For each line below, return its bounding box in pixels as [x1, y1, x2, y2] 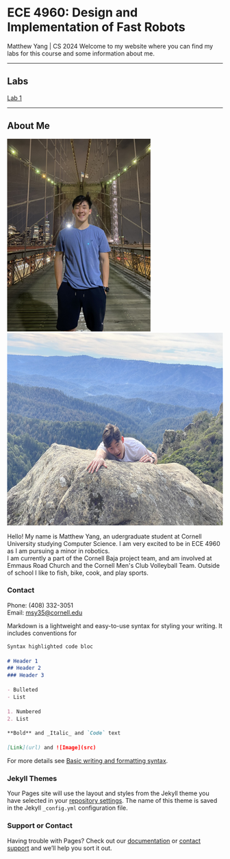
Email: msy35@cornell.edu [7, 608, 83, 617]
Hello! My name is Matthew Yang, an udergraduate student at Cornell [7, 532, 202, 540]
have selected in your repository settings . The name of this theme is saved [7, 797, 218, 805]
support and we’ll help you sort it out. [7, 844, 112, 852]
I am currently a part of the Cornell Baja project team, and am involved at [7, 553, 212, 562]
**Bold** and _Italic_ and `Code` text [7, 730, 121, 737]
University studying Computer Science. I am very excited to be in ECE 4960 [7, 539, 220, 547]
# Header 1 [7, 658, 38, 664]
